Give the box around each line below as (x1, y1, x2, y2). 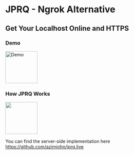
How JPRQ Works (5, 90, 50, 97)
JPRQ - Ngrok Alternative (5, 4, 116, 15)
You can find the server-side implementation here (5, 138, 110, 144)
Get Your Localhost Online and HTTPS (5, 24, 129, 33)
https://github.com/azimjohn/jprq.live (5, 144, 84, 150)
